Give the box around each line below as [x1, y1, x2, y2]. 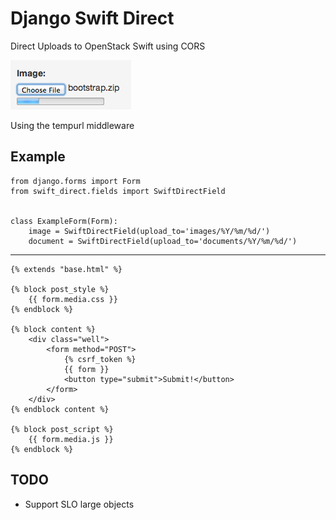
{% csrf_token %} [63, 354, 137, 364]
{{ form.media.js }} [28, 434, 114, 444]
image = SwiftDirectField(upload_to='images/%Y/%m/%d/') [28, 226, 271, 236]
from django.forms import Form [10, 176, 141, 186]
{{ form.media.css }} [28, 294, 118, 304]
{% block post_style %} [10, 284, 110, 294]
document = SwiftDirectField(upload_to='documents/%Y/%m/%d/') [28, 236, 298, 246]
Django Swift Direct [10, 7, 175, 30]
